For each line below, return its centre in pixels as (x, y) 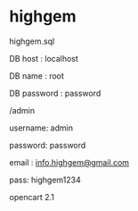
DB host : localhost (44, 58)
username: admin (41, 128)
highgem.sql (32, 41)
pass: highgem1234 (45, 180)
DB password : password (55, 93)
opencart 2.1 (32, 197)
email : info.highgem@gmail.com (69, 162)
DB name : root (37, 76)
